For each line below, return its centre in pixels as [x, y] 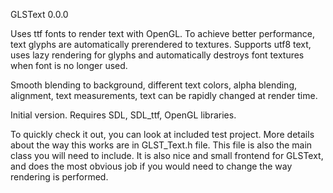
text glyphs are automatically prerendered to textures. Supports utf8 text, [161, 44]
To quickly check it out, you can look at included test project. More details [162, 134]
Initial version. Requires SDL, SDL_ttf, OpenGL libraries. [123, 115]
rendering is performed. [59, 177]
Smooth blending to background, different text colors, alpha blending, [154, 85]
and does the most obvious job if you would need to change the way [151, 166]
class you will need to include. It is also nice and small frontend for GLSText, [167, 155]
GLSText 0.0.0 [39, 14]
